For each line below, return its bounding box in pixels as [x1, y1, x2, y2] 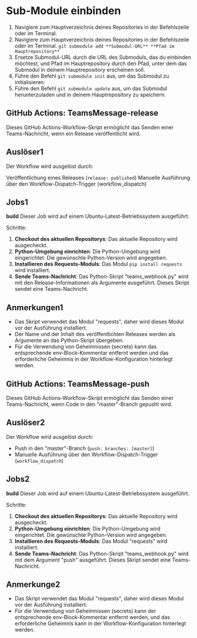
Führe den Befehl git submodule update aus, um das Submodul [14, 85, 168, 92]
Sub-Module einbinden [6, 4, 121, 18]
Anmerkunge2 [6, 580, 61, 590]
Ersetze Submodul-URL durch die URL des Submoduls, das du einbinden [14, 53, 191, 61]
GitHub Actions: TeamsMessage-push [6, 379, 150, 389]
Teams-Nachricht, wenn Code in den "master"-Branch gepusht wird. [6, 401, 173, 408]
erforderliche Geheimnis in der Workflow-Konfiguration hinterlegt [14, 355, 173, 362]
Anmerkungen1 [6, 303, 64, 313]
